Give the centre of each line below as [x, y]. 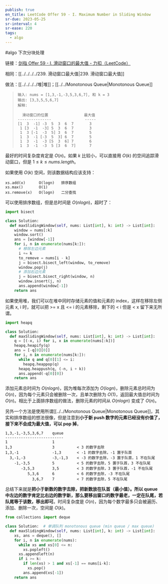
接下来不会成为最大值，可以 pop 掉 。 [43, 424]
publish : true [20, 10]
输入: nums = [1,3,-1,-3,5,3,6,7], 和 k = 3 [63, 95]
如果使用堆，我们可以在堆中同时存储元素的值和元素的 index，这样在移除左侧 [84, 301]
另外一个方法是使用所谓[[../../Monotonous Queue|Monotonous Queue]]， [80, 411]
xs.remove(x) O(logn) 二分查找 [41, 192]
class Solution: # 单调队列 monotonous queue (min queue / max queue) [80, 527]
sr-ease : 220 [19, 28]
